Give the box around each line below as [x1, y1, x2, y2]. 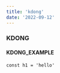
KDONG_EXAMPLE [6, 49, 55, 56]
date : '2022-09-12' [6, 14, 55, 20]
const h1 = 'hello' [6, 62, 55, 68]
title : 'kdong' [6, 8, 44, 15]
